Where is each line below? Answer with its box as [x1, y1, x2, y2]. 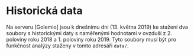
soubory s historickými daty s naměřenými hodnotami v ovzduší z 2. [6, 29, 173, 36]
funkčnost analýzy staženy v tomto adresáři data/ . [6, 42, 129, 49]
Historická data [6, 4, 83, 18]
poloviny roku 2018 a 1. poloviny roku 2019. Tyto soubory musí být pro [6, 36, 176, 43]
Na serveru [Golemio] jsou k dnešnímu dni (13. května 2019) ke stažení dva [6, 23, 188, 30]
